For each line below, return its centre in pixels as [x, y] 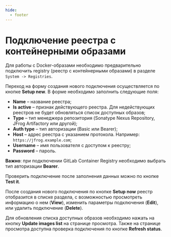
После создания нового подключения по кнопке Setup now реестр [79, 192]
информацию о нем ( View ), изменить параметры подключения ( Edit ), [82, 203]
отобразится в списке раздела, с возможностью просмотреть [74, 197]
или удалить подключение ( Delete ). [44, 208]
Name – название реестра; [42, 102]
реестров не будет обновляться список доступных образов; [79, 113]
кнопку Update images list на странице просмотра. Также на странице [83, 224]
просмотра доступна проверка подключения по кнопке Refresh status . [84, 229]
